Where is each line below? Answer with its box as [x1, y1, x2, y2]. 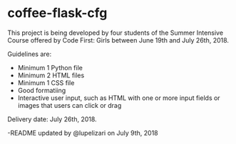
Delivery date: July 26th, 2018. [7, 115, 98, 123]
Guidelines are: [7, 50, 52, 58]
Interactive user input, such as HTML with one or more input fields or [17, 94, 220, 102]
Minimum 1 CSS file [17, 78, 75, 87]
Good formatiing [17, 86, 66, 94]
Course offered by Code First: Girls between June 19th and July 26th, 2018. [7, 35, 230, 44]
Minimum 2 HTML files [17, 71, 85, 79]
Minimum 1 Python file [17, 63, 83, 72]
